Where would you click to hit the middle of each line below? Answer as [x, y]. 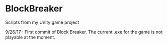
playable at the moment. [30, 37]
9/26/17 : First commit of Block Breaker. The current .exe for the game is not [84, 32]
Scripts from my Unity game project [42, 22]
